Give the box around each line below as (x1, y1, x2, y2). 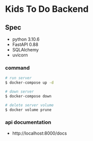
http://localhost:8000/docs (12, 130, 67, 136)
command (5, 64, 30, 71)
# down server (5, 89, 34, 94)
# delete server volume (5, 102, 54, 107)
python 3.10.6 (12, 36, 40, 42)
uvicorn (12, 52, 28, 58)
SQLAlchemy (12, 47, 39, 52)
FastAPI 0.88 (12, 42, 38, 47)
